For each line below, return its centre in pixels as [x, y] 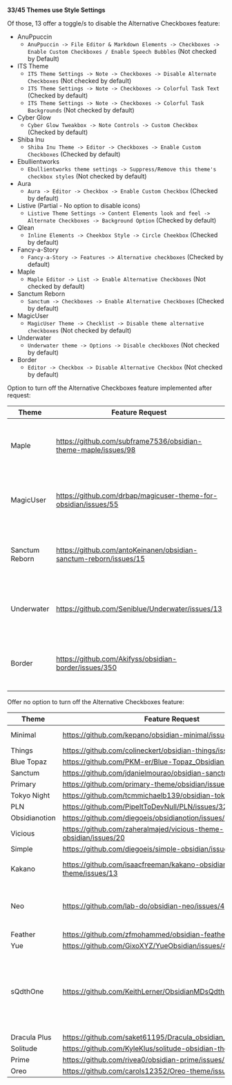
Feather [23, 934]
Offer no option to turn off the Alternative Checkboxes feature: [96, 702]
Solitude [24, 1048]
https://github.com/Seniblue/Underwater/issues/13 [139, 609]
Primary [23, 784]
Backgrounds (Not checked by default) [81, 110]
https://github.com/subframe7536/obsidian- [129, 441]
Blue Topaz [29, 762]
